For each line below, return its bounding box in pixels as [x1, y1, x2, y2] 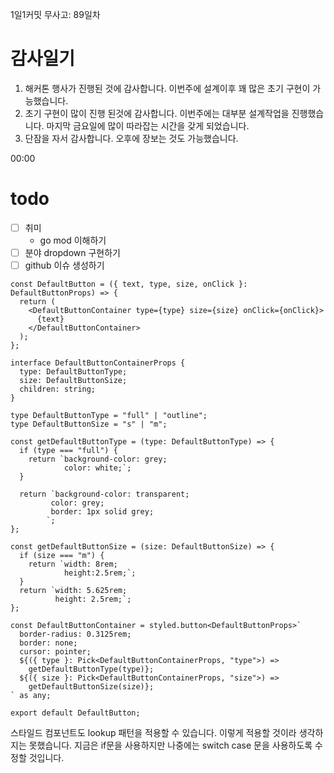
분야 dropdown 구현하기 [24, 246, 121, 258]
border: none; [19, 638, 78, 648]
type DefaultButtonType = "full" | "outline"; [10, 411, 208, 421]
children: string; [19, 384, 97, 395]
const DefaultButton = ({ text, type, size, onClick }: [10, 279, 248, 290]
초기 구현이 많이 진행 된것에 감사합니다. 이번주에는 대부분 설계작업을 [24, 107, 290, 119]
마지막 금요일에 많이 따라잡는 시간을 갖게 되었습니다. [46, 119, 250, 132]
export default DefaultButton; [10, 708, 141, 718]
